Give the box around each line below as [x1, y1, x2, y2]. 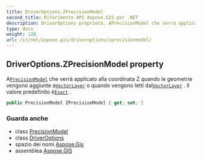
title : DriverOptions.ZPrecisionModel [6, 8, 103, 15]
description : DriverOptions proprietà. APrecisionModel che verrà [6, 20, 176, 26]
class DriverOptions [14, 134, 64, 141]
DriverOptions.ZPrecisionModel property [6, 59, 164, 69]
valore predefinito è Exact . [6, 88, 72, 95]
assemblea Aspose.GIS [14, 147, 73, 154]
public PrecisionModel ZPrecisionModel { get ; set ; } [6, 100, 144, 106]
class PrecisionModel [14, 127, 68, 135]
